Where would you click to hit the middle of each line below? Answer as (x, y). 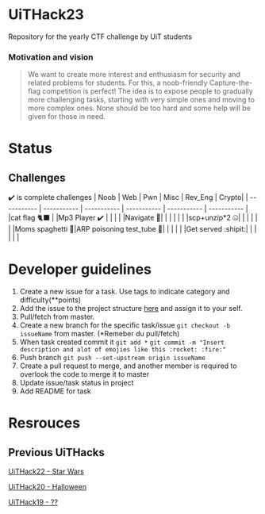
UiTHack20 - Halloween (48, 487)
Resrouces (44, 423)
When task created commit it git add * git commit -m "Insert (122, 342)
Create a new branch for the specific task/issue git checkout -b (125, 325)
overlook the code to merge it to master (84, 374)
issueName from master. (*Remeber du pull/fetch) (100, 334)
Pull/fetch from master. (57, 317)
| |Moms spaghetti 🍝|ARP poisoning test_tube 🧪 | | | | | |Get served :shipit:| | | (132, 229)
